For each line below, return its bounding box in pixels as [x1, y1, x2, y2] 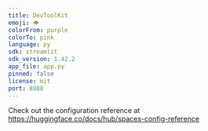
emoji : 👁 [8, 19, 39, 27]
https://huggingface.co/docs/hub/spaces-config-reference [8, 115, 200, 124]
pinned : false [8, 70, 55, 78]
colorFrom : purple [8, 26, 68, 34]
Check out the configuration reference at [8, 106, 140, 115]
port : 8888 [8, 84, 44, 93]
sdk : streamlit [8, 48, 58, 56]
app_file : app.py [8, 63, 65, 71]
